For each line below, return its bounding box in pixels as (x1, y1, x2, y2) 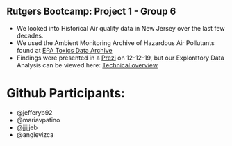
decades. (16, 31, 44, 40)
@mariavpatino (16, 115, 60, 124)
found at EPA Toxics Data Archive (16, 46, 113, 54)
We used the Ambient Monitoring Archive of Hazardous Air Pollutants (16, 38, 215, 47)
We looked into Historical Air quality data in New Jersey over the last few (16, 24, 225, 32)
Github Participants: (6, 86, 126, 101)
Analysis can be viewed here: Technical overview (16, 60, 158, 69)
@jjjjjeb (16, 123, 38, 131)
